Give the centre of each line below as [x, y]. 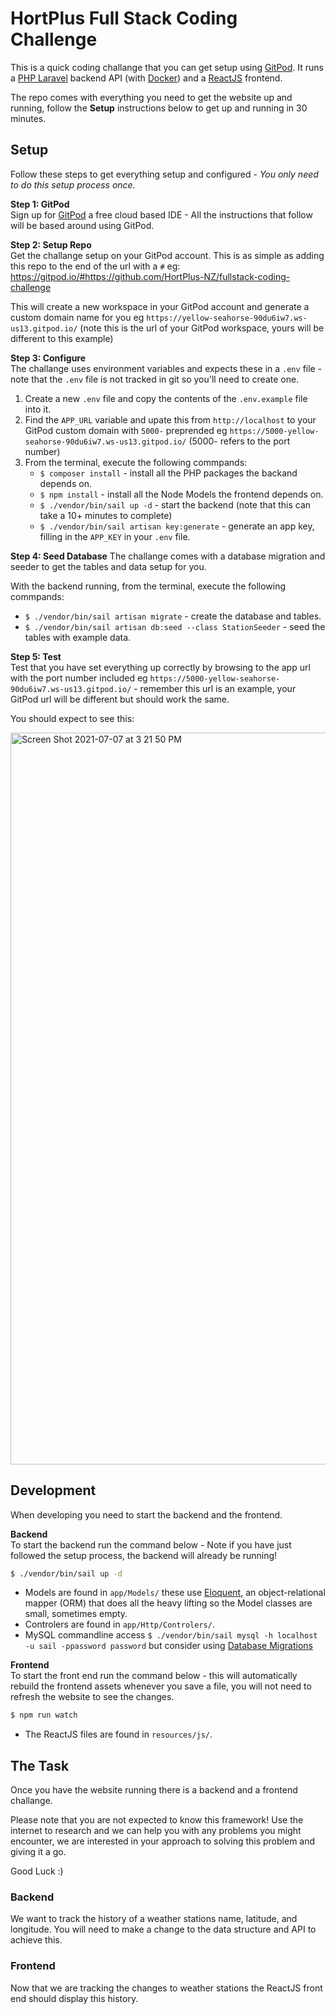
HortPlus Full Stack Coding [124, 18]
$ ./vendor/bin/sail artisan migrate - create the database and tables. [173, 616]
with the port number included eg [79, 678]
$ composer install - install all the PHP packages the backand [168, 473]
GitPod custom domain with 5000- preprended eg [126, 430]
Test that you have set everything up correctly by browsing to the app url [160, 667]
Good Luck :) [37, 1871]
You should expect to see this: [72, 718]
